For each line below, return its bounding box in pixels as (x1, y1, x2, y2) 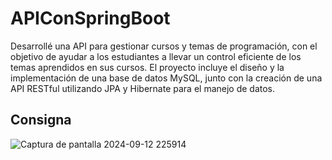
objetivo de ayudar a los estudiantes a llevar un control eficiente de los (10, 50, 302, 62)
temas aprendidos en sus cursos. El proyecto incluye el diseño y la (10, 61, 285, 73)
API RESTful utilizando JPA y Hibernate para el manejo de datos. (10, 82, 276, 94)
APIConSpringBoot (10, 7, 171, 30)
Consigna (10, 112, 72, 129)
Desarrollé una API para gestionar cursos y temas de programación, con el (10, 40, 318, 52)
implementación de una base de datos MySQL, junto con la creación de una (10, 72, 323, 84)
